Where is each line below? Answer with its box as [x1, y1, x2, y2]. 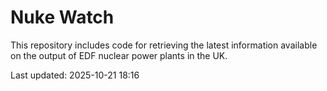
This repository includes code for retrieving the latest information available [10, 39, 318, 51]
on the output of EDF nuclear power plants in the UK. [10, 49, 228, 61]
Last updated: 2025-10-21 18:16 [10, 69, 140, 81]
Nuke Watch [10, 6, 115, 29]
